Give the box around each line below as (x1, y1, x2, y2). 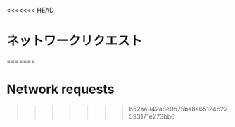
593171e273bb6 (129, 112, 175, 121)
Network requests (6, 81, 115, 97)
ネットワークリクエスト (6, 33, 143, 49)
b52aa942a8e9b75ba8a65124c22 (129, 104, 228, 113)
